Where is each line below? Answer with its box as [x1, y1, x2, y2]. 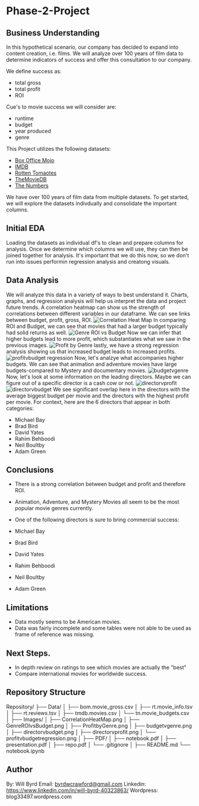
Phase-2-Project [6, 4, 90, 18]
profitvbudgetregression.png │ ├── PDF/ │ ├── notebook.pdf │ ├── [6, 735, 176, 742]
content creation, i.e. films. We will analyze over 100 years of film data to [6, 50, 184, 57]
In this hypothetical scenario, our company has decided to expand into [6, 43, 179, 50]
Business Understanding [6, 28, 100, 38]
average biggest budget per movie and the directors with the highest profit [6, 392, 189, 399]
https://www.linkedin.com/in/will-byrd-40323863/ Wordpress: [6, 786, 159, 794]
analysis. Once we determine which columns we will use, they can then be [6, 245, 188, 252]
